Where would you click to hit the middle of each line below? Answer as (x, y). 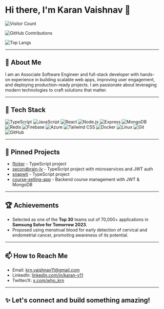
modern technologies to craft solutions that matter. (56, 90)
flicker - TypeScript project (39, 164)
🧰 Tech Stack (25, 110)
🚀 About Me (23, 62)
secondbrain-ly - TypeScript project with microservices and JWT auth (82, 169)
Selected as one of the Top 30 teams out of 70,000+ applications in (80, 219)
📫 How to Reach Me (36, 256)
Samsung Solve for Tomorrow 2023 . (50, 225)
